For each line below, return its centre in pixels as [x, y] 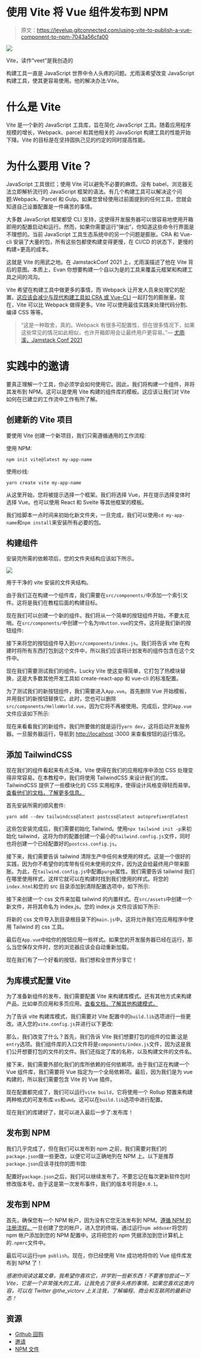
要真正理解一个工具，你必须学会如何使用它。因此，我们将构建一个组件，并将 [100, 384]
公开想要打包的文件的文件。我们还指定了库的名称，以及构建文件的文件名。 [103, 1052]
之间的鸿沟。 [27, 277]
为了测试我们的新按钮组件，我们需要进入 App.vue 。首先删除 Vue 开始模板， [98, 691]
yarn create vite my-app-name [44, 483]
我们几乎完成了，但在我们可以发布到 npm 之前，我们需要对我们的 [86, 1148]
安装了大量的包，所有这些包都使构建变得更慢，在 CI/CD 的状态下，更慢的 [103, 242]
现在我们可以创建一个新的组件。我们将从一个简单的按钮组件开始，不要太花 [98, 616]
